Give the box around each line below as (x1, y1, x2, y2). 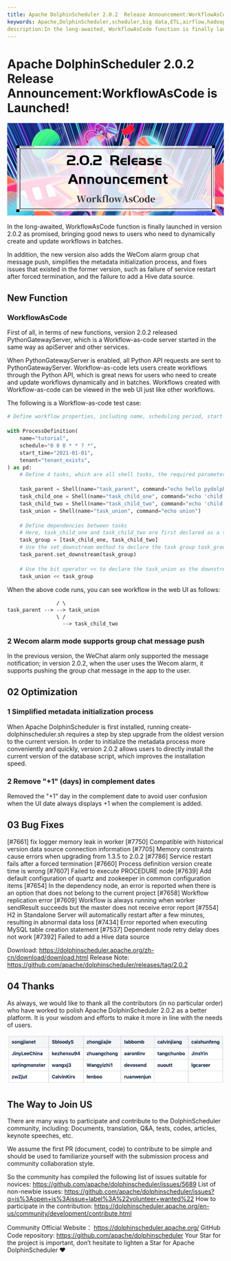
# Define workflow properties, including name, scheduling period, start (7, 413, 223, 420)
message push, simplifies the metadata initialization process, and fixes (7, 257, 208, 266)
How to (195, 1195, 217, 1203)
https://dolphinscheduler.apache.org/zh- (38, 946, 155, 954)
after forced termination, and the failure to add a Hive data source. (7, 272, 195, 280)
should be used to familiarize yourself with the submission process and (7, 1152, 209, 1161)
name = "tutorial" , (19, 435, 69, 442)
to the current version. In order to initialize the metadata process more (7, 737, 206, 745)
